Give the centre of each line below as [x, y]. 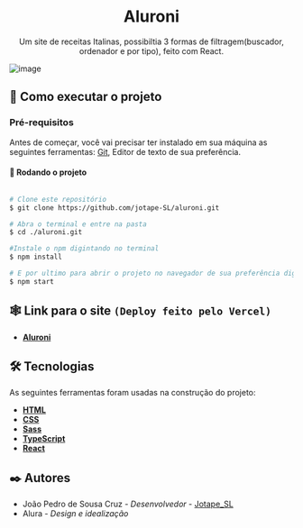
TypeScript [44, 439]
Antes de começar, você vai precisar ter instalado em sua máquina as [138, 142]
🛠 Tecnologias [52, 367]
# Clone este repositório [58, 199]
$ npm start [32, 281]
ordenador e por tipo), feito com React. [151, 50]
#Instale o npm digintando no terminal [84, 249]
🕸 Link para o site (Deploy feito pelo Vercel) [141, 311]
